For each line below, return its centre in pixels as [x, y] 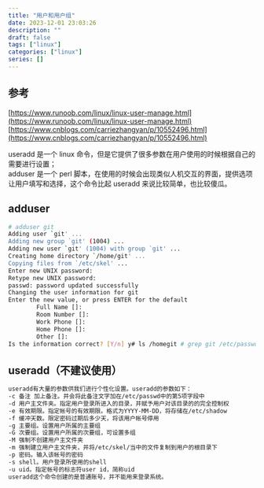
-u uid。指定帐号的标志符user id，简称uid [71, 469]
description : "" [35, 30]
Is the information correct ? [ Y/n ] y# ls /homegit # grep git [112, 344]
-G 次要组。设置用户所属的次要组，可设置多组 [72, 433]
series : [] [26, 60]
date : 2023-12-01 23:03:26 [52, 23]
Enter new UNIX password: [50, 271]
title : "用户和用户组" [42, 15]
